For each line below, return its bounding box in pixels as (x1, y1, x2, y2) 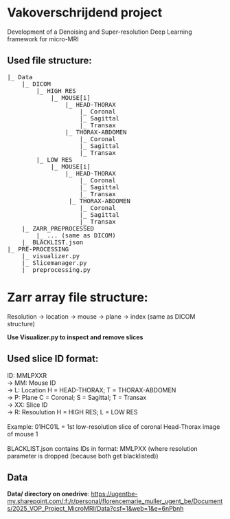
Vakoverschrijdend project (7, 5, 163, 21)
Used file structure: (7, 55, 93, 67)
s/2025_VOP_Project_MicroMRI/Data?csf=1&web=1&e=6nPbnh (7, 505, 184, 513)
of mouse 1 (7, 430, 38, 438)
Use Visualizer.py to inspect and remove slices (7, 332, 143, 341)
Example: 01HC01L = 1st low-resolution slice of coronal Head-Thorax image (7, 422, 220, 431)
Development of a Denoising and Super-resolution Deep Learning (7, 28, 192, 36)
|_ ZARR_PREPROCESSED (21, 224, 95, 232)
